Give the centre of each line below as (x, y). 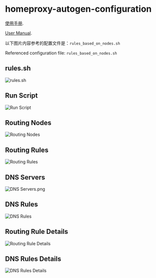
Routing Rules (27, 150)
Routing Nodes (28, 123)
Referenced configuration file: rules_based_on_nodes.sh (61, 53)
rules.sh (18, 68)
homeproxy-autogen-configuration (78, 9)
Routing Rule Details (37, 232)
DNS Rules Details (33, 259)
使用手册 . (14, 23)
